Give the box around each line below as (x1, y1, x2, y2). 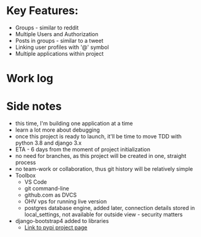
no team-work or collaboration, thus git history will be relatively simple (15, 165, 193, 173)
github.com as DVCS (24, 191, 77, 199)
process (15, 159, 36, 166)
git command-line (24, 185, 69, 192)
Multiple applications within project (15, 50, 104, 57)
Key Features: (6, 4, 78, 18)
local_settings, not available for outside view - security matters (24, 211, 183, 218)
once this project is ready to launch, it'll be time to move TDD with (15, 133, 182, 140)
